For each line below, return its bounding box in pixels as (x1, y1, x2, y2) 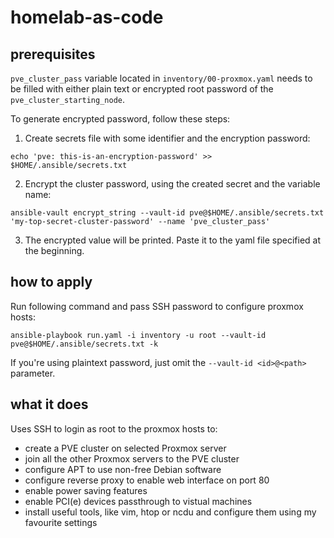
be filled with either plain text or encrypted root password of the (10, 83, 274, 95)
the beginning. (24, 245, 85, 256)
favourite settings (24, 516, 98, 528)
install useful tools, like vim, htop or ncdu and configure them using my (24, 506, 317, 518)
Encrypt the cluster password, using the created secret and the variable (24, 178, 321, 190)
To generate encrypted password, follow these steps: (10, 113, 231, 125)
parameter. (10, 367, 56, 379)
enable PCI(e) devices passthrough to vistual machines (24, 495, 253, 507)
